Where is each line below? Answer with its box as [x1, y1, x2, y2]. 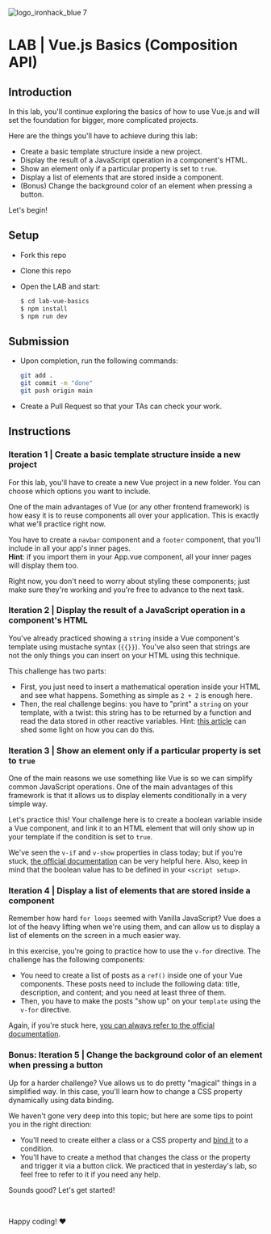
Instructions [8, 425, 71, 438]
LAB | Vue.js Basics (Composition [8, 36, 238, 54]
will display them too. [8, 560, 79, 570]
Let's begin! [8, 205, 48, 214]
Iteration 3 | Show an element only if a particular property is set [8, 745, 261, 756]
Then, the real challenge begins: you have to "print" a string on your [19, 699, 249, 708]
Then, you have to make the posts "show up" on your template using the [19, 996, 261, 1006]
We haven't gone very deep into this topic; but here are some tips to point [8, 1110, 253, 1120]
